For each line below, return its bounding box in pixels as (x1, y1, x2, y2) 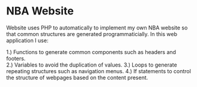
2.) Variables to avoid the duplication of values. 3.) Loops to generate (6, 61, 177, 68)
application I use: (6, 37, 49, 44)
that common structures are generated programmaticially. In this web (6, 30, 177, 37)
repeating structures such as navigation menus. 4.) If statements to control (6, 67, 191, 74)
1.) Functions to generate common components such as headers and (6, 48, 176, 55)
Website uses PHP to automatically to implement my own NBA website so (6, 24, 188, 31)
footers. (6, 55, 26, 62)
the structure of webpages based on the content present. (6, 74, 148, 81)
